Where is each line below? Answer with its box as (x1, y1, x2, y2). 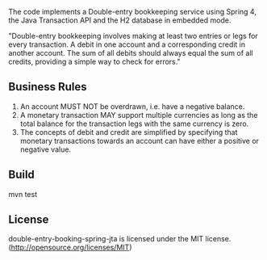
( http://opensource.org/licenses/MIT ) (8, 242, 132, 253)
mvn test (8, 189, 38, 199)
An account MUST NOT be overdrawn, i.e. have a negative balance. (19, 101, 245, 111)
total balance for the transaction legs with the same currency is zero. (19, 119, 249, 128)
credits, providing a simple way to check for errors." (8, 57, 181, 66)
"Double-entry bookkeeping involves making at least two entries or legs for (8, 31, 258, 40)
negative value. (19, 145, 71, 154)
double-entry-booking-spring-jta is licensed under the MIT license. (8, 234, 232, 244)
